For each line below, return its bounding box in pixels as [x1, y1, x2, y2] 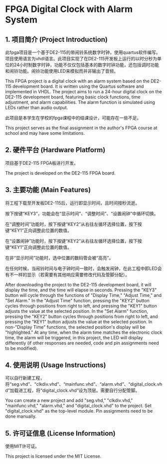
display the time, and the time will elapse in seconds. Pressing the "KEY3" [5, 287, 157, 293]
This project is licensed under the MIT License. [5, 453, 102, 460]
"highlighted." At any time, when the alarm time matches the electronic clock [5, 329, 163, 335]
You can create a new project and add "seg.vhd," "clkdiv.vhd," [5, 398, 133, 404]
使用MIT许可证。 [5, 443, 40, 450]
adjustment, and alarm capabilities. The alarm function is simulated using [5, 99, 156, 105]
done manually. [5, 413, 37, 420]
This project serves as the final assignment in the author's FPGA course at [5, 125, 158, 131]
